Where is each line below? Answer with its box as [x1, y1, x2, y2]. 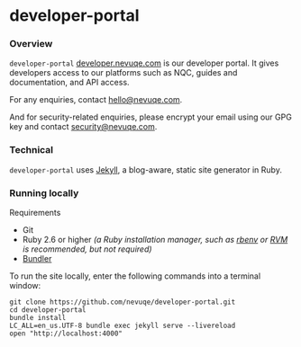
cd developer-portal [9, 306, 87, 315]
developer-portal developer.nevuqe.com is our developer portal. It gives [9, 58, 279, 68]
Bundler [22, 254, 52, 264]
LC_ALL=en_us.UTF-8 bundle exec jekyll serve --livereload [9, 321, 236, 331]
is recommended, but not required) [22, 244, 152, 254]
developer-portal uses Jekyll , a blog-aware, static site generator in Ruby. [9, 164, 282, 175]
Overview [9, 38, 53, 50]
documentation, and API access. [9, 77, 130, 88]
